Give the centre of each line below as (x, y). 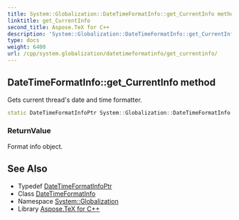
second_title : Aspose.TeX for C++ (59, 27)
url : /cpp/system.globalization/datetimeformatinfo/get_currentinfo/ (113, 54)
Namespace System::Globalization (68, 201)
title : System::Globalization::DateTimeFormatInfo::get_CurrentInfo (111, 14)
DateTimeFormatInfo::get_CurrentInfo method (111, 83)
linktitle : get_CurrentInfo (49, 21)
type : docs (23, 41)
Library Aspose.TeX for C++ (59, 209)
